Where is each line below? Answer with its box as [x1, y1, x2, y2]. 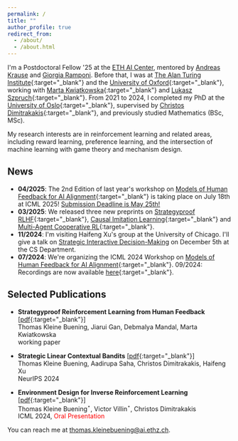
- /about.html [13, 43, 55, 51]
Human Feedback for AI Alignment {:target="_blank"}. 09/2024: [17, 260, 203, 269]
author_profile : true [7, 24, 72, 31]
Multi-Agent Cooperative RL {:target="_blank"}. [17, 222, 155, 231]
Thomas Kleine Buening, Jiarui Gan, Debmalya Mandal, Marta [17, 322, 198, 331]
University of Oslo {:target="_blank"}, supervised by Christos [7, 101, 185, 109]
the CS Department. [17, 245, 77, 254]
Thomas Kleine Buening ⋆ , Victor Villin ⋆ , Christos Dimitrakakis [17, 403, 197, 413]
